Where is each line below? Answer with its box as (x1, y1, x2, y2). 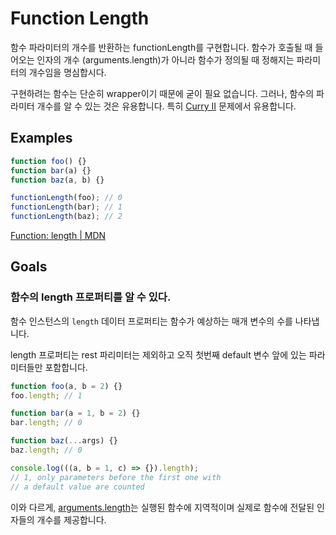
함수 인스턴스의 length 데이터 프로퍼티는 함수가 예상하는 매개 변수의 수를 (10, 315, 293, 327)
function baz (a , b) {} (10, 175, 105, 185)
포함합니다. (44, 361, 88, 373)
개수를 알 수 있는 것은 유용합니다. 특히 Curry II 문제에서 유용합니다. (36, 100, 297, 112)
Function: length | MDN (10, 230, 107, 241)
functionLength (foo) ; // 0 (10, 193, 123, 203)
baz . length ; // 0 (10, 445, 83, 456)
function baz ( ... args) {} (10, 436, 118, 446)
